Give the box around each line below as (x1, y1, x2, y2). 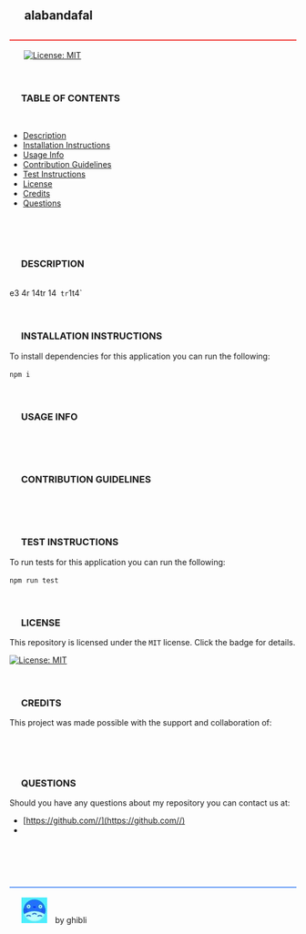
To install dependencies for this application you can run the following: (9, 350, 270, 361)
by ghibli (55, 915, 87, 926)
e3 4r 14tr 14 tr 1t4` (9, 288, 83, 299)
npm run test (9, 575, 59, 585)
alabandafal (24, 8, 94, 24)
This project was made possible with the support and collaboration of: (9, 717, 272, 728)
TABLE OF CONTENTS (21, 91, 120, 104)
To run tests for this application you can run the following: (9, 556, 226, 567)
